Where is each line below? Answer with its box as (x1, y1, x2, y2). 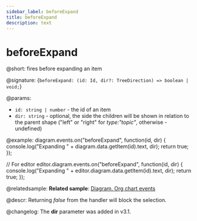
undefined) (14, 125, 42, 132)
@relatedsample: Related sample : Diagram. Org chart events (6, 185, 156, 192)
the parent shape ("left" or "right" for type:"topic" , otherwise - (14, 119, 168, 126)
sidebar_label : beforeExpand (6, 8, 79, 15)
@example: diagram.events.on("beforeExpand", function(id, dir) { (6, 136, 166, 144)
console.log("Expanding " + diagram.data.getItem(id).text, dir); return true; (6, 143, 189, 150)
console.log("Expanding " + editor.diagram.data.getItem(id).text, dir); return (6, 167, 192, 175)
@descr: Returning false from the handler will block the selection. (6, 197, 167, 204)
